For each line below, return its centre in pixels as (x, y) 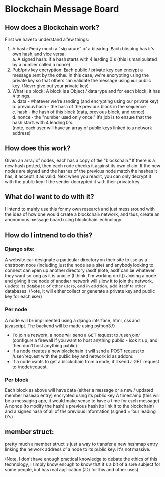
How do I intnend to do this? (49, 235)
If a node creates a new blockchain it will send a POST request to (78, 351)
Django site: (20, 249)
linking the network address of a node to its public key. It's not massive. (78, 449)
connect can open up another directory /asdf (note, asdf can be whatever (80, 270)
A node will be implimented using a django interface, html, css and (73, 320)
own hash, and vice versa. (39, 54)
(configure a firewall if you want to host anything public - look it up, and (85, 340)
